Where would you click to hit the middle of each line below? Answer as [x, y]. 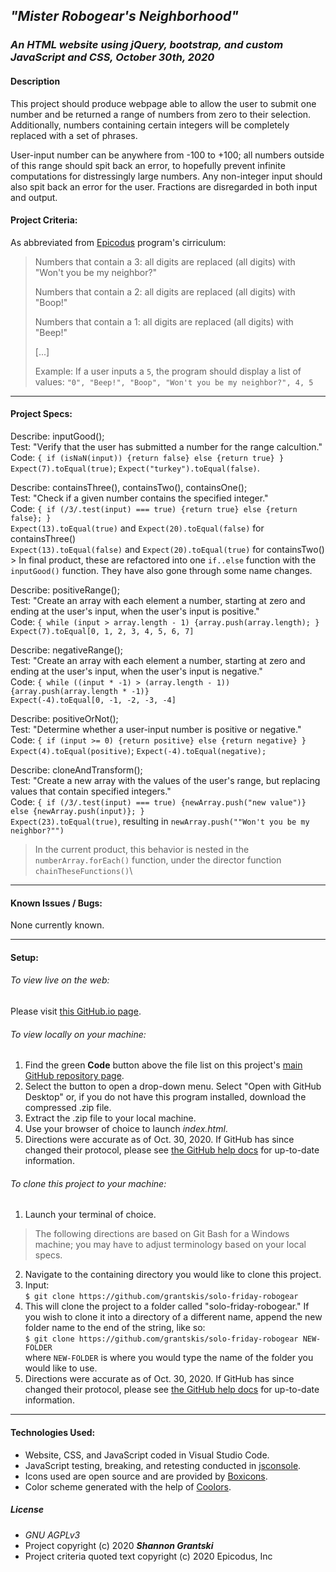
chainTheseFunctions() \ [83, 870]
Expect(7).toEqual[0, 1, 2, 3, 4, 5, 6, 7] [102, 631]
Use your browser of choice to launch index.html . [126, 1129]
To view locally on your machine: [78, 1034]
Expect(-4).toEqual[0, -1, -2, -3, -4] [93, 700]
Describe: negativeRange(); [67, 650]
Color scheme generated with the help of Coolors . [128, 1486]
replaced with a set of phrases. [74, 135]
